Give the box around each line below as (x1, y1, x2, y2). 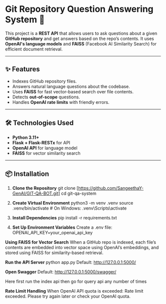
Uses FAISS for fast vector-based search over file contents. (12, 88, 134, 94)
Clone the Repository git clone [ (12, 185, 79, 191)
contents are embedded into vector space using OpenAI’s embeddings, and (5, 245, 159, 251)
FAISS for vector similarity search (12, 150, 81, 156)
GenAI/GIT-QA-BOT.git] (12, 190, 60, 196)
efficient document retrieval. (5, 46, 63, 52)
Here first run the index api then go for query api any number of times (5, 278, 147, 285)
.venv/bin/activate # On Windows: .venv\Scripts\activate (12, 205, 127, 211)
